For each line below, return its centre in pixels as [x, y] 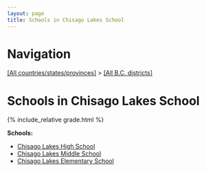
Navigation [39, 54]
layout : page [26, 13]
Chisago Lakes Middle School [59, 154]
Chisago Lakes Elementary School [66, 161]
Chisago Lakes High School [56, 147]
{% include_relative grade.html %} [56, 120]
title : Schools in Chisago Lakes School [66, 20]
